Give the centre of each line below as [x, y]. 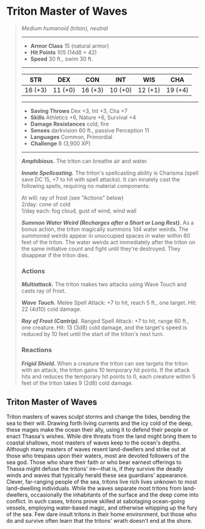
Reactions [37, 350]
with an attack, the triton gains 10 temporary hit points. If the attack [106, 370]
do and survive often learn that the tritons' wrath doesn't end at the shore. [99, 521]
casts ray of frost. [43, 291]
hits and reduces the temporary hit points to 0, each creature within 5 [108, 376]
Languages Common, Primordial [71, 137]
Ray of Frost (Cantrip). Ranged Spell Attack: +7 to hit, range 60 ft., [105, 321]
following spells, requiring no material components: [86, 186]
